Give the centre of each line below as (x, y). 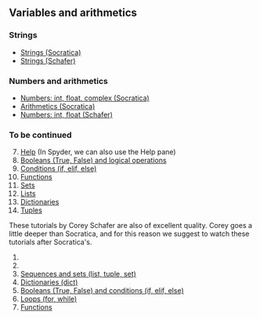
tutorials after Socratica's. (51, 242)
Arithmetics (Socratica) (58, 106)
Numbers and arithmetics (58, 81)
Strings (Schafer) (48, 60)
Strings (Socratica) (51, 52)
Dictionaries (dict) (49, 282)
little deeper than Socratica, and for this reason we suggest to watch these (129, 234)
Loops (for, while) (49, 299)
